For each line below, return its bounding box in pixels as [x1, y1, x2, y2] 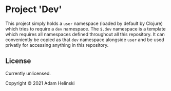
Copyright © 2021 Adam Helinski [5, 80, 75, 86]
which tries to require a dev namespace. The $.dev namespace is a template [5, 25, 166, 32]
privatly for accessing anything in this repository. [5, 42, 109, 48]
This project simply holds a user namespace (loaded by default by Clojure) [5, 20, 163, 26]
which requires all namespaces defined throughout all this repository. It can [5, 31, 165, 37]
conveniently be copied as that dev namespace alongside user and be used [5, 37, 164, 43]
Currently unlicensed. [5, 70, 51, 76]
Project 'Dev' [5, 4, 62, 15]
